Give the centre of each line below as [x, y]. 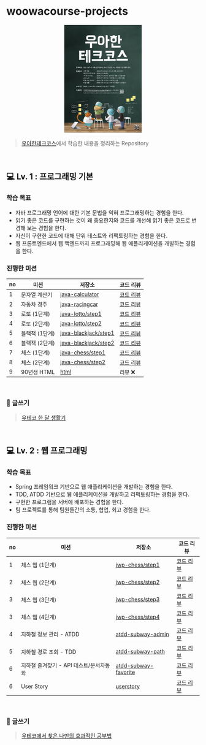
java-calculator [80, 294]
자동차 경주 [34, 304]
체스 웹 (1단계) [39, 565]
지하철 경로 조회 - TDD [49, 652]
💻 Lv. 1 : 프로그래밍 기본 [50, 176]
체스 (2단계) [36, 362]
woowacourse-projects [67, 11]
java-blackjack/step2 [87, 343]
